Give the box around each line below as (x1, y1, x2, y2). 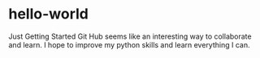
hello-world (8, 5, 89, 23)
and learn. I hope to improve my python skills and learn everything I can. (8, 39, 250, 49)
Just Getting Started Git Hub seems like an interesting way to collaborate (8, 31, 252, 41)
